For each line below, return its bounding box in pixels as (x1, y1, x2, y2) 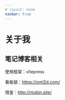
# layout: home (5, 7, 36, 12)
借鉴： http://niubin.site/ (5, 89, 52, 95)
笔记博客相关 (5, 55, 43, 63)
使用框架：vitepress (5, 68, 45, 74)
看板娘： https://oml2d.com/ (5, 79, 60, 85)
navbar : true (5, 12, 31, 17)
